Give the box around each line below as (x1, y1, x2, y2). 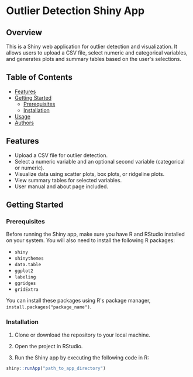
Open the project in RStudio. (14, 342, 83, 349)
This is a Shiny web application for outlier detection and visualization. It (6, 43, 177, 50)
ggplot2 (14, 268, 33, 274)
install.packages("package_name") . (6, 303, 92, 310)
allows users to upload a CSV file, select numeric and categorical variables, (6, 49, 188, 56)
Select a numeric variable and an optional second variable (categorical (14, 158, 185, 165)
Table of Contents (6, 72, 73, 83)
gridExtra (14, 287, 39, 293)
